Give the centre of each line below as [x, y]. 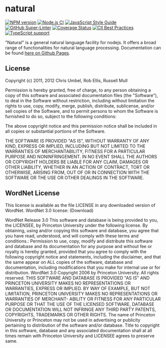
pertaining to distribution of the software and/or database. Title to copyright [83, 325]
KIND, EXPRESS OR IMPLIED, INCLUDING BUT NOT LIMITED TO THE [75, 146]
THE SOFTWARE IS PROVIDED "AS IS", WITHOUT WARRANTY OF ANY [77, 141]
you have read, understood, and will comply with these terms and [72, 236]
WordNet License [32, 193]
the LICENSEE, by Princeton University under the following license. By [77, 225]
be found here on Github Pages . [38, 53]
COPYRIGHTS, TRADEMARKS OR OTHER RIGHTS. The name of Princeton [80, 314]
